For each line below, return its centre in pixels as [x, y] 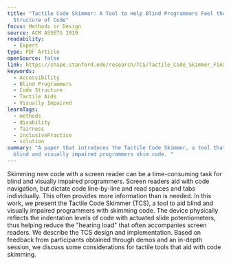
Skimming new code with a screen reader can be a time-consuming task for [114, 173]
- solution [29, 142]
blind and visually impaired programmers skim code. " [93, 155]
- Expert [26, 45]
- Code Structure [38, 90]
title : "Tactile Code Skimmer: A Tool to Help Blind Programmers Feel [110, 13]
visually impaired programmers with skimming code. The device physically [113, 210]
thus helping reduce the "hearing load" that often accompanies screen [107, 225]
